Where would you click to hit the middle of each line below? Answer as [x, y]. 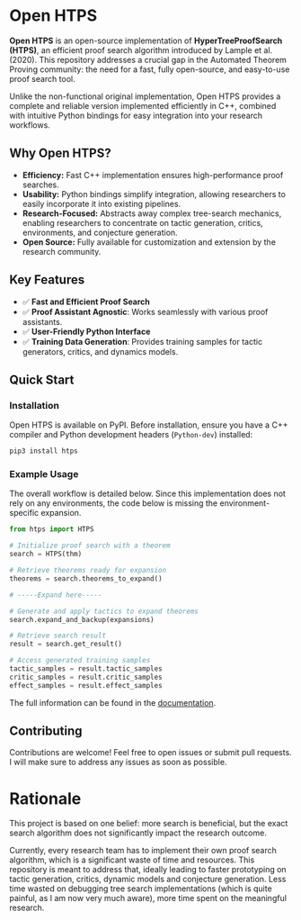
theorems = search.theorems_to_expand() [86, 578]
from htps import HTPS [52, 529]
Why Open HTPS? [60, 153]
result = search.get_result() [66, 645]
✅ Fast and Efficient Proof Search [86, 302]
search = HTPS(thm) [46, 555]
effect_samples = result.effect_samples [86, 685]
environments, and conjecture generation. [100, 232]
